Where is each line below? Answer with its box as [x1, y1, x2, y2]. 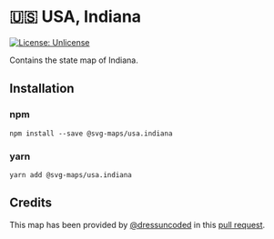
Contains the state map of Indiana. [9, 55, 138, 65]
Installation [9, 81, 75, 96]
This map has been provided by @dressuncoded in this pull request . [9, 219, 266, 230]
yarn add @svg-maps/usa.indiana [9, 170, 132, 179]
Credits [9, 195, 53, 211]
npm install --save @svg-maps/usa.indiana [9, 129, 173, 138]
